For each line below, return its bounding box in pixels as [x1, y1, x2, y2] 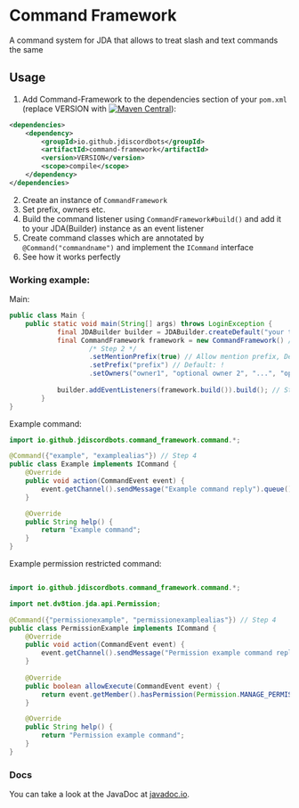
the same [9, 44, 44, 54]
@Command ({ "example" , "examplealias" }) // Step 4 [9, 452, 198, 461]
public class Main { [9, 311, 86, 321]
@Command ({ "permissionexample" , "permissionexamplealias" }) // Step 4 [9, 616, 277, 624]
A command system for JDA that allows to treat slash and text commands [9, 35, 279, 45]
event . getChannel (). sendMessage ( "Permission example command [41, 649, 273, 657]
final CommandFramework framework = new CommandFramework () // [56, 336, 296, 345]
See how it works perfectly [21, 251, 121, 262]
